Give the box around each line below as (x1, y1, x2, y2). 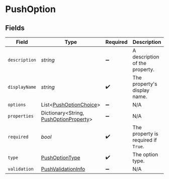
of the (132, 59, 147, 67)
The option (132, 151, 158, 158)
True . (132, 143, 144, 150)
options (8, 102, 26, 107)
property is (132, 130, 158, 137)
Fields (5, 24, 25, 32)
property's (132, 81, 157, 87)
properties (8, 113, 34, 119)
